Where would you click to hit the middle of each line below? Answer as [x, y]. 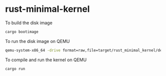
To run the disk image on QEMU [38, 41]
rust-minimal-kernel [47, 9]
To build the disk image [29, 23]
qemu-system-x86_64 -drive [33, 50]
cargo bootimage [22, 32]
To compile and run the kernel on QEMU [46, 60]
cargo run [15, 69]
